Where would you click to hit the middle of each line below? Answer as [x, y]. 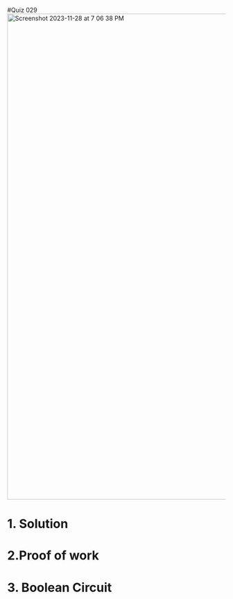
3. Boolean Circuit [60, 588]
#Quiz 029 [22, 10]
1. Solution [38, 524]
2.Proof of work [53, 556]
